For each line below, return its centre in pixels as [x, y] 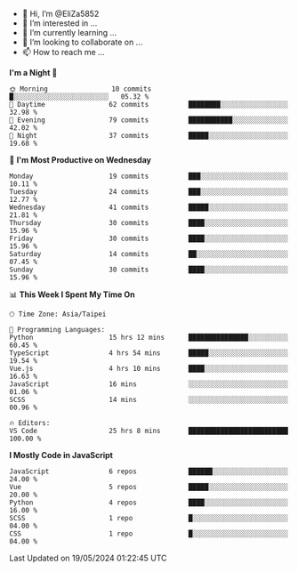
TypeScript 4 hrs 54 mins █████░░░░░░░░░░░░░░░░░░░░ [149, 353]
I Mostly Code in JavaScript [61, 455]
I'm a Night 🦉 [33, 73]
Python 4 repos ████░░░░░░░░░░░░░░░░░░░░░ [149, 503]
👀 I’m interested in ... [60, 23]
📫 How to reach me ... [63, 52]
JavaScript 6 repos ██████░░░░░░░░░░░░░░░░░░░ [149, 471]
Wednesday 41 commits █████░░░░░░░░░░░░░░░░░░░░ [149, 207]
